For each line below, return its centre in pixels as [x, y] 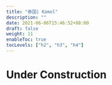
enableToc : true [26, 40]
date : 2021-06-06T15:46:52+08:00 [48, 23]
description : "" [26, 17]
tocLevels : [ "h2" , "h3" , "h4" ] [45, 45]
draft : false [22, 28]
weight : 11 [20, 34]
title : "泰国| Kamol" [32, 12]
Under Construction [57, 75]
